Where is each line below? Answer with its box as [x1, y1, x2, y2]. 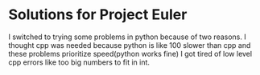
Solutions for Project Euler [8, 6, 188, 24]
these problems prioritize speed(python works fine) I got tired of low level [8, 49, 252, 58]
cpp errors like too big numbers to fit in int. [8, 57, 151, 67]
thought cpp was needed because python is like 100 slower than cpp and [8, 40, 251, 49]
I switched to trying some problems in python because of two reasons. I [8, 32, 247, 41]
